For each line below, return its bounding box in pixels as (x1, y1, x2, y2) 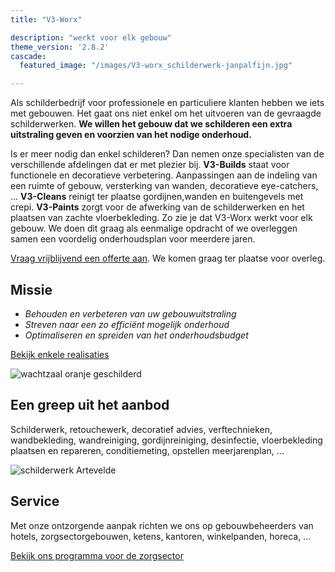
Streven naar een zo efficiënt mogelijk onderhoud (24, 318, 230, 330)
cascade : (10, 51, 47, 61)
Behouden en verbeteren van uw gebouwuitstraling (24, 307, 237, 320)
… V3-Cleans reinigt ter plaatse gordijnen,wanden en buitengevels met (10, 191, 304, 203)
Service (10, 493, 60, 510)
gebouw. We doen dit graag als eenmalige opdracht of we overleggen (10, 222, 298, 235)
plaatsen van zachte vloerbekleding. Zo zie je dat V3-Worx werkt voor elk (10, 212, 313, 224)
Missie (10, 281, 53, 298)
